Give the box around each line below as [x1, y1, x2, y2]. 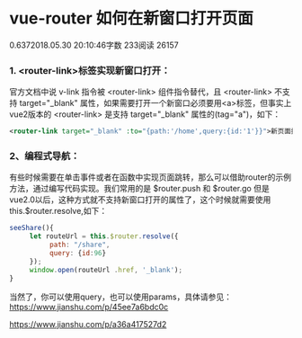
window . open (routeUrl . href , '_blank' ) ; [29, 265, 182, 274]
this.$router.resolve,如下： [9, 206, 108, 217]
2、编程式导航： [9, 150, 80, 163]
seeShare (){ [9, 224, 54, 233]
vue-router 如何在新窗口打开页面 [9, 8, 254, 29]
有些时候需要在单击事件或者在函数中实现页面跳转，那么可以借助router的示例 [9, 172, 292, 182]
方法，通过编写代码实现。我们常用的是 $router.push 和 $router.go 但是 [9, 183, 270, 194]
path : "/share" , [49, 240, 111, 250]
